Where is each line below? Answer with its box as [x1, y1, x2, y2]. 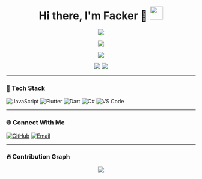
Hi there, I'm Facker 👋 [38, 9, 148, 23]
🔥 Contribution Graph [6, 153, 70, 161]
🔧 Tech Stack [6, 84, 46, 93]
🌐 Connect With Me [6, 118, 65, 127]
